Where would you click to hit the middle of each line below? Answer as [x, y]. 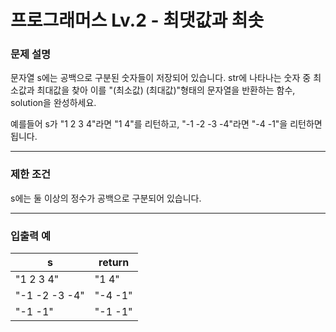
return [114, 263]
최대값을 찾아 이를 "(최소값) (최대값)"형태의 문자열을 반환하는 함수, [166, 90]
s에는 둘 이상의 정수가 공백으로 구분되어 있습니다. [106, 198]
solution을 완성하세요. [53, 103]
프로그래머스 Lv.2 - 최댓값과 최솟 [137, 20]
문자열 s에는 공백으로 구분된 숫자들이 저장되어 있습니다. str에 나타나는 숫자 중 [161, 78]
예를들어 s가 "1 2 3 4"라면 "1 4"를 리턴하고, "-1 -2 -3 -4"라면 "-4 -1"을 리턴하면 [166, 124]
